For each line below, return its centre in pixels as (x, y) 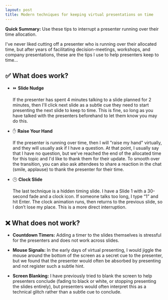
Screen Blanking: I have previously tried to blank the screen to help (82, 276)
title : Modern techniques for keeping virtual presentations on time (79, 15)
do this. (20, 121)
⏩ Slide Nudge (28, 88)
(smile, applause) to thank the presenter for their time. (68, 169)
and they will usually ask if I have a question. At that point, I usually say (86, 148)
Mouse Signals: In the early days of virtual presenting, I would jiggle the (87, 250)
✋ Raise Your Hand (32, 131)
